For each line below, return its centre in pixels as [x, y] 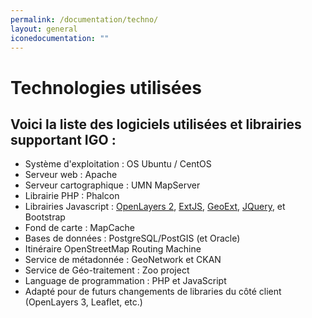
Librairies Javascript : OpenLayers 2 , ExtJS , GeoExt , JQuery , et [155, 207]
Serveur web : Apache [71, 175]
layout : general [44, 29]
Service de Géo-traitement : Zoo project [107, 270]
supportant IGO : [63, 139]
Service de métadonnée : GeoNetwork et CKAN [123, 260]
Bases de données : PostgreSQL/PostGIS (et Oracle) [132, 238]
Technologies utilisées [106, 87]
